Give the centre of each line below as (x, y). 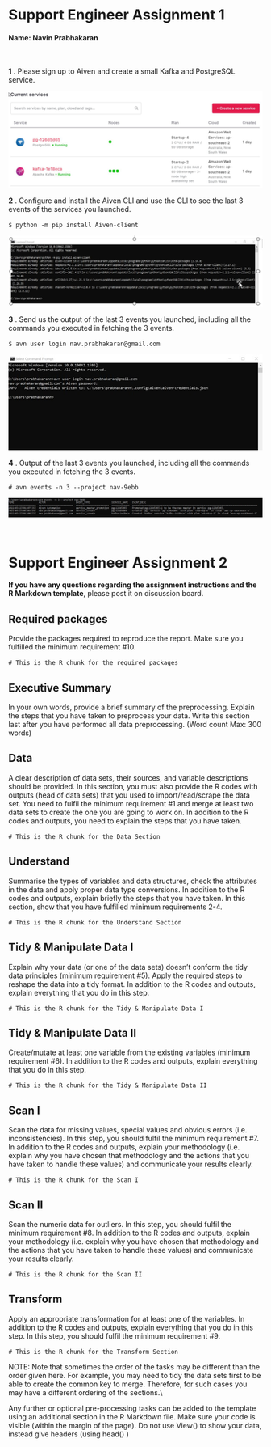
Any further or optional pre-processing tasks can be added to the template (132, 1408)
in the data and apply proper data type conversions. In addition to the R (127, 889)
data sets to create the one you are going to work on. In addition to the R (129, 812)
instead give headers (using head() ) (69, 1434)
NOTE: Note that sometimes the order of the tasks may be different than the (134, 1367)
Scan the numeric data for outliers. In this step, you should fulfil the (120, 1224)
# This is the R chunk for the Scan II (75, 1274)
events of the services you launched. (70, 209)
